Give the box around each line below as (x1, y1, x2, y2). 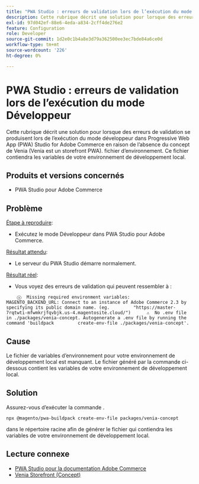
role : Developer (6, 31, 46, 37)
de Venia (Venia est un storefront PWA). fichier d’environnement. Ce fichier (6, 147, 189, 154)
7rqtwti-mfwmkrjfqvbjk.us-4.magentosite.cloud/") (6, 310, 131, 316)
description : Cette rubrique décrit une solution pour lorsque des (6, 14, 176, 20)
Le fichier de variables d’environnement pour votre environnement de (6, 352, 175, 359)
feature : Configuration (6, 25, 65, 31)
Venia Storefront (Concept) (14, 471, 81, 478)
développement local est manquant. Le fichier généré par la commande (6, 358, 181, 365)
